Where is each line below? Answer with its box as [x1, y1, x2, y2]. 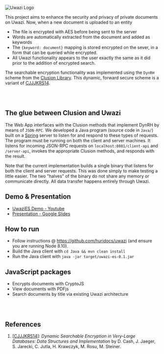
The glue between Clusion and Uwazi [5, 109, 121, 117]
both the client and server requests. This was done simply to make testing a [5, 168, 158, 174]
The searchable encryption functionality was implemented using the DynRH [5, 70, 155, 76]
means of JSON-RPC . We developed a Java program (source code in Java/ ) [5, 127, 154, 133]
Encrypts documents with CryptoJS [12, 281, 84, 287]
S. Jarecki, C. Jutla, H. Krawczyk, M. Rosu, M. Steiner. [12, 344, 121, 350]
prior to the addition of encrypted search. [12, 60, 96, 66]
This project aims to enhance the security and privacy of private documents [5, 14, 158, 20]
